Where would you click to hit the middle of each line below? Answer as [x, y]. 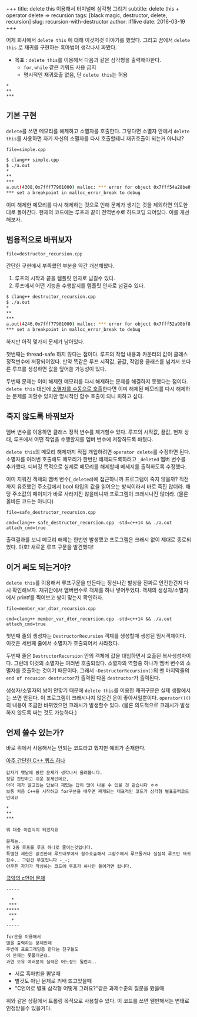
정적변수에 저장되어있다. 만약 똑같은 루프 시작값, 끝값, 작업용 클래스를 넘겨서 [93, 361]
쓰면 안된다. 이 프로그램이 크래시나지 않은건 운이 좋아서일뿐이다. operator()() [101, 697]
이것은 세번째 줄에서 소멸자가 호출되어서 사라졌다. [63, 643]
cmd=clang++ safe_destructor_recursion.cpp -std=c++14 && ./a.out [89, 523]
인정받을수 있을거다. [29, 1008]
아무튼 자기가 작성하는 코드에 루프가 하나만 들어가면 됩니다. [69, 867]
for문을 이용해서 [24, 937]
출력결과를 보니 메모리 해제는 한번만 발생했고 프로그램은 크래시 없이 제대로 [91, 539]
